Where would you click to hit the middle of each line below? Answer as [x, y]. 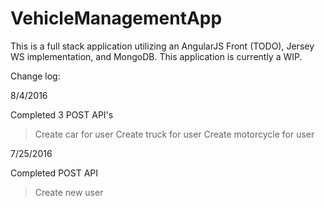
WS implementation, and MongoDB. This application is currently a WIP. [156, 56]
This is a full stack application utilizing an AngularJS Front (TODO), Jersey [162, 46]
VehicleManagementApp [116, 18]
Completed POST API [54, 173]
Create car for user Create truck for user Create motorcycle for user [174, 134]
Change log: [35, 76]
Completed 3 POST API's [62, 114]
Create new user [69, 192]
